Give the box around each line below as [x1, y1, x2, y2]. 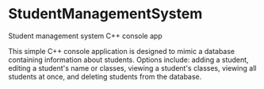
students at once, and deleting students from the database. [8, 72, 202, 81]
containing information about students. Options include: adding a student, [8, 55, 249, 64]
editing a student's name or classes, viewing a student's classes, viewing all [8, 63, 257, 72]
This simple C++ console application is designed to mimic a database [8, 46, 235, 56]
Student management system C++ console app [8, 31, 163, 41]
